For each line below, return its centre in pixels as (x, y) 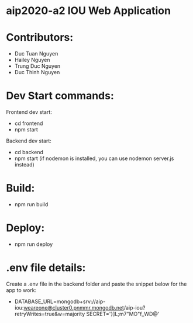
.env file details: (46, 268)
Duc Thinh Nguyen (37, 72)
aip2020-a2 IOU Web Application (89, 11)
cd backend (29, 152)
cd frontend (29, 123)
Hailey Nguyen (32, 60)
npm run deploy (34, 244)
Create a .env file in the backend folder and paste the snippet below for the (96, 284)
